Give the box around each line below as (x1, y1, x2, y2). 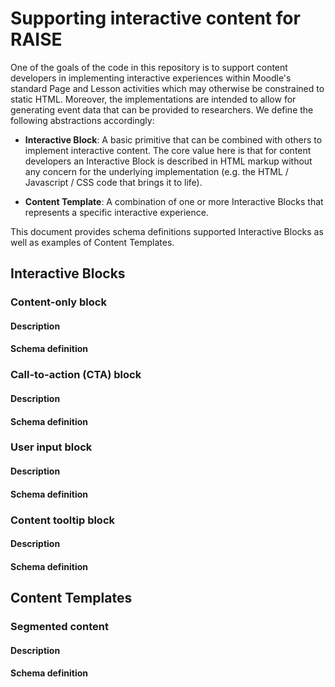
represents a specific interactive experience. (24, 206, 209, 218)
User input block (10, 440, 93, 454)
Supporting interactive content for (10, 7, 301, 30)
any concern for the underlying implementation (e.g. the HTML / (24, 165, 289, 177)
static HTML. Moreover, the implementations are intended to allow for (10, 93, 297, 105)
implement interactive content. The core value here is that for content (24, 144, 312, 156)
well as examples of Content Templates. (10, 236, 175, 248)
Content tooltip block (10, 513, 116, 527)
